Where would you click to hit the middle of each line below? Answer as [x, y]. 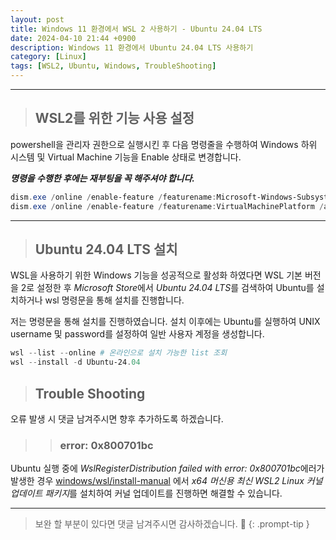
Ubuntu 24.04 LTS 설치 [106, 249]
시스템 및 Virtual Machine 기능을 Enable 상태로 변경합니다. [126, 157]
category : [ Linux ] [48, 57]
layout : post [37, 19]
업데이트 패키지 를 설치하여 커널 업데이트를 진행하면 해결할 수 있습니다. [146, 493]
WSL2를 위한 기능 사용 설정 [114, 118]
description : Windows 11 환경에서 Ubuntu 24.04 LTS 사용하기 [132, 47]
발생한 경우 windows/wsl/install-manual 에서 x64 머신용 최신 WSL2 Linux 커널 [166, 481]
